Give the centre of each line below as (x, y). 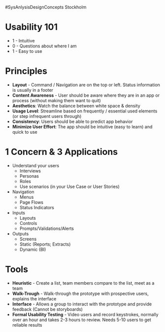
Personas (29, 176)
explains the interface (34, 298)
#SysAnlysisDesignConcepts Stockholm (46, 7)
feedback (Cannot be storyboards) (47, 309)
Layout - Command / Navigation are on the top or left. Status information (86, 85)
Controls (28, 223)
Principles (26, 71)
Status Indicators (37, 207)
